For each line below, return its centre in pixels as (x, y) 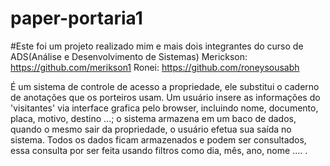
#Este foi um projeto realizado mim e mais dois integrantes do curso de (157, 46)
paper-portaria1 (76, 18)
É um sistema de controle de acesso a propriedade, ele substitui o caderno (165, 86)
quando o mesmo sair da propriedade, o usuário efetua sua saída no (151, 129)
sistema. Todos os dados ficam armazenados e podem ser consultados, (158, 139)
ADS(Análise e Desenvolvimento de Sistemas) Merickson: (129, 56)
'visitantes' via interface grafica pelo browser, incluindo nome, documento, (164, 108)
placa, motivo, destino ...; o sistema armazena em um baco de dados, (153, 118)
